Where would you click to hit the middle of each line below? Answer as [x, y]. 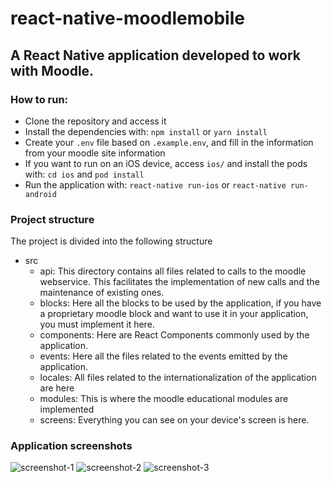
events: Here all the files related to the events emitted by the [163, 356]
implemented [67, 409]
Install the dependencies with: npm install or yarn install [146, 131]
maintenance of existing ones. [102, 293]
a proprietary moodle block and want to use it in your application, [174, 314]
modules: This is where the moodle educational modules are [164, 399]
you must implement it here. [97, 324]
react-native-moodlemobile [127, 18]
